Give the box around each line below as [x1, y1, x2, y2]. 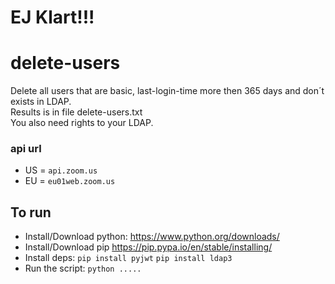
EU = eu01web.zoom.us [24, 175, 116, 187]
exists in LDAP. [10, 96, 72, 108]
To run [10, 204, 52, 221]
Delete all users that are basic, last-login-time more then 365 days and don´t [10, 85, 325, 97]
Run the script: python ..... [24, 262, 142, 275]
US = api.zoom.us [24, 164, 98, 176]
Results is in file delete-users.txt [10, 106, 143, 118]
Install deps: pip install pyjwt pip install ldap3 [24, 252, 233, 264]
